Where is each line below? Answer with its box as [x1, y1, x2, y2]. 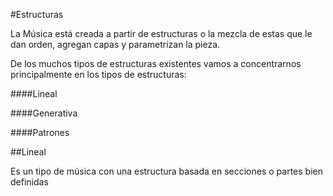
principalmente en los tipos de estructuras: [10, 69, 187, 80]
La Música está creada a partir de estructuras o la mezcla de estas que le [10, 28, 313, 39]
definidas [10, 176, 49, 188]
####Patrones [10, 127, 70, 138]
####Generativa [10, 107, 78, 119]
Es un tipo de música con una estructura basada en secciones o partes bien [10, 165, 323, 177]
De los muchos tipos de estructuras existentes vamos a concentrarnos [10, 58, 302, 69]
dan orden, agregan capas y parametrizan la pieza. [10, 39, 221, 50]
